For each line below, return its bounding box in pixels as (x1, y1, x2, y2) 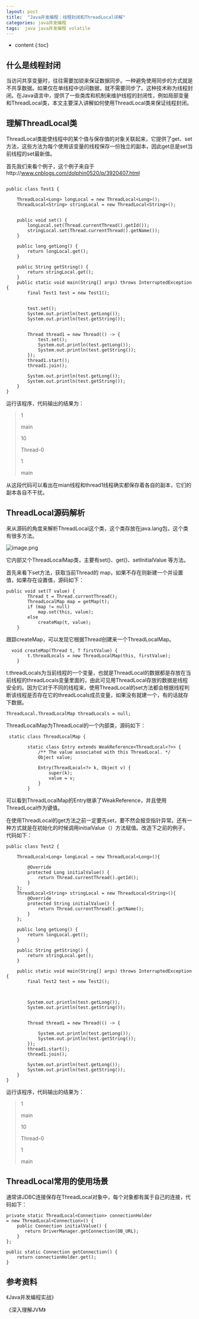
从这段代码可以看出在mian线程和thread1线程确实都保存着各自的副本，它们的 (6, 481, 192, 489)
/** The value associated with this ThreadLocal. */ (37, 749, 171, 755)
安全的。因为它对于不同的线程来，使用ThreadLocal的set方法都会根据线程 (6, 684, 185, 691)
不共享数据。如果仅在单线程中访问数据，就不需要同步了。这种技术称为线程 (6, 84, 188, 92)
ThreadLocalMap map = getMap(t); (27, 598, 110, 604)
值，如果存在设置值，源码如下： (6, 576, 84, 584)
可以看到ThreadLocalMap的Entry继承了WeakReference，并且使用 (6, 797, 167, 804)
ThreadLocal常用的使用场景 (6, 1177, 108, 1187)
